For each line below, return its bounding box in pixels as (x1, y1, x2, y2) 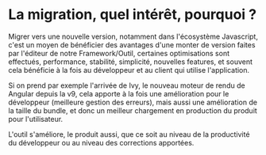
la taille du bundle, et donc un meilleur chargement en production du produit (8, 105, 258, 115)
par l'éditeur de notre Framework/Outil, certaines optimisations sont (8, 48, 230, 58)
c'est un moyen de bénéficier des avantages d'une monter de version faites (8, 40, 256, 49)
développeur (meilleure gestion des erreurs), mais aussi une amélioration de (8, 97, 258, 107)
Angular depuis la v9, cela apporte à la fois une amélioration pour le (8, 89, 229, 98)
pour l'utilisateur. (8, 114, 64, 123)
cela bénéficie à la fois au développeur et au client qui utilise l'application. (8, 65, 250, 74)
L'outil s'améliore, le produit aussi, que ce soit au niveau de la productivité (8, 129, 250, 139)
